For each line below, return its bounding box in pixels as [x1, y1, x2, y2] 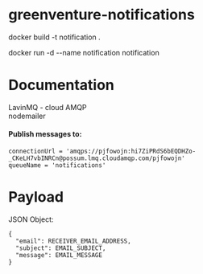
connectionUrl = [8, 147, 63, 156]
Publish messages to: [8, 129, 82, 139]
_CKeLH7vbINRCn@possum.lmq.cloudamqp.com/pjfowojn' [8, 154, 185, 162]
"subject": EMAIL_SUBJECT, [15, 244, 106, 252]
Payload [8, 188, 64, 207]
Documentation [8, 76, 115, 94]
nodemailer [8, 111, 46, 121]
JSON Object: [8, 215, 54, 224]
